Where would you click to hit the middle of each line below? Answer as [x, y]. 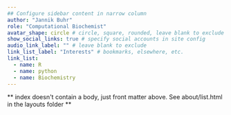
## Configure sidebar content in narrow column [77, 13]
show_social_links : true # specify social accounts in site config [107, 39]
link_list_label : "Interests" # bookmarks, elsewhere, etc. [96, 52]
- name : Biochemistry [45, 77]
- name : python [35, 71]
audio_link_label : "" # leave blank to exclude [77, 45]
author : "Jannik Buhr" [40, 20]
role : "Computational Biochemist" [57, 26]
